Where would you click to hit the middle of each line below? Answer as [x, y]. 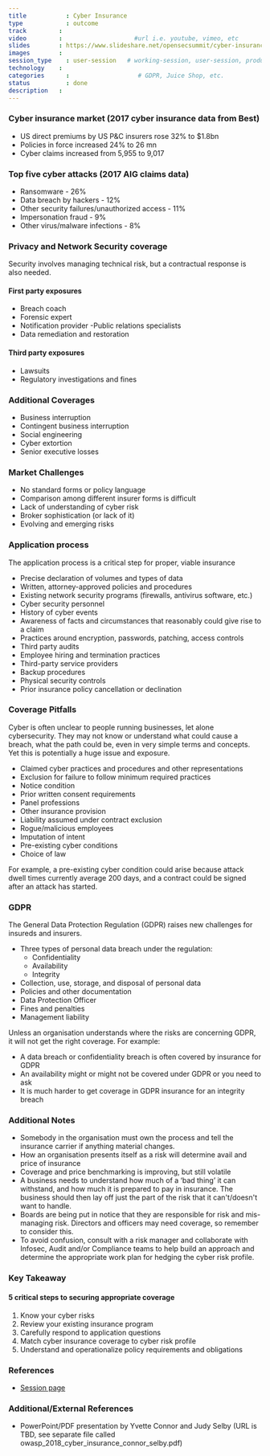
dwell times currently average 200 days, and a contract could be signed [127, 877]
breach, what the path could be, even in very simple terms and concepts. [129, 744]
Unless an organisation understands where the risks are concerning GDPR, [132, 1033]
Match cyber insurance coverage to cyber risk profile [108, 1341]
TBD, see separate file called [67, 1434]
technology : [35, 68]
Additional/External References [71, 1409]
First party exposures [45, 291]
